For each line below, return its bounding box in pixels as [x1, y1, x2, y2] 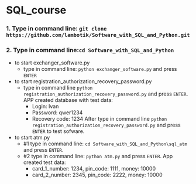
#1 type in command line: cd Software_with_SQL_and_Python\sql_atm [23, 140, 188, 147]
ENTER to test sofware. [32, 128, 85, 135]
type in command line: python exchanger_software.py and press [23, 66, 177, 73]
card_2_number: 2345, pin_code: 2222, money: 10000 [32, 171, 163, 179]
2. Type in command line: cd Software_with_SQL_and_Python [6, 46, 174, 54]
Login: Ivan [32, 103, 59, 110]
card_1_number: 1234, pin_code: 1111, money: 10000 [32, 165, 156, 172]
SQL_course [6, 4, 67, 17]
